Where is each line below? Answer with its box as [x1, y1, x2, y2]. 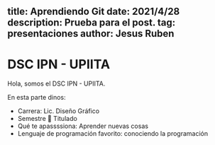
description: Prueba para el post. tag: [7, 17, 176, 29]
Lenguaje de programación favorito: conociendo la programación [17, 129, 208, 138]
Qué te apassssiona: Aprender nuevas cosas [17, 122, 149, 130]
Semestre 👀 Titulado [17, 115, 78, 123]
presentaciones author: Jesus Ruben [7, 28, 175, 40]
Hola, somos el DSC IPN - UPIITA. [7, 79, 106, 88]
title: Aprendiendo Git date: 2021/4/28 [7, 6, 180, 18]
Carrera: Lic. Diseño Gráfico [17, 107, 100, 115]
